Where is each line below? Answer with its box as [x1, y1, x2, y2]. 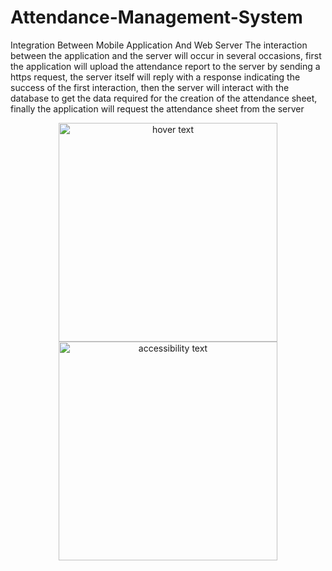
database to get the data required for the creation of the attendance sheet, [10, 92, 318, 104]
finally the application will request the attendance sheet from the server [10, 102, 305, 115]
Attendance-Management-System [10, 6, 303, 29]
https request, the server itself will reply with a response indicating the [10, 71, 301, 83]
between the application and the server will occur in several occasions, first [10, 49, 322, 61]
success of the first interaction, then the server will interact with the [10, 81, 290, 93]
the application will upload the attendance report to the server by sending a [10, 60, 321, 72]
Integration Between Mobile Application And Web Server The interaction [10, 39, 308, 51]
